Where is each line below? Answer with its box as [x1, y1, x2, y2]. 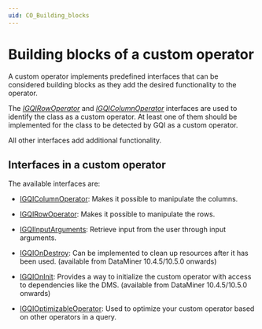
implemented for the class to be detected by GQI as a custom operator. [8, 120, 238, 130]
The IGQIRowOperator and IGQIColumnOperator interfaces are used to [8, 103, 238, 113]
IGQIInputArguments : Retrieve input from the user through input [19, 225, 227, 235]
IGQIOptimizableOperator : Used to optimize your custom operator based [19, 304, 255, 313]
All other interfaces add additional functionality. [8, 135, 162, 145]
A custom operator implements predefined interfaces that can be [8, 72, 219, 81]
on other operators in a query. [19, 312, 116, 322]
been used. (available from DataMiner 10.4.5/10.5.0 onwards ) [19, 257, 217, 266]
